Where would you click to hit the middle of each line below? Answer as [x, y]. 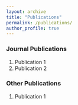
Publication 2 [31, 68]
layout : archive [26, 12]
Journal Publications [36, 49]
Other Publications [34, 84]
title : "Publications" [34, 17]
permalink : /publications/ [39, 23]
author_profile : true [33, 28]
